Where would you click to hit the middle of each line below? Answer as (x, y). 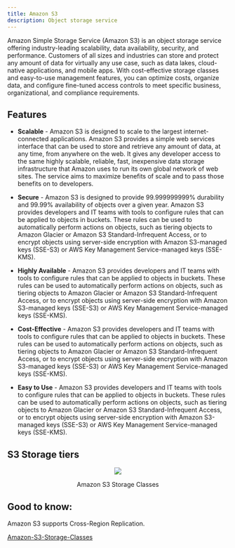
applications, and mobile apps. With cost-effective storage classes (123, 70)
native (16, 70)
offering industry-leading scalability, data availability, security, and (103, 48)
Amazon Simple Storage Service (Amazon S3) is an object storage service (115, 40)
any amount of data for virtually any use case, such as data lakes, (102, 63)
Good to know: (40, 507)
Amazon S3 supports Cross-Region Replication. (76, 523)
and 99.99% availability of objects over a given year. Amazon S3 (111, 205)
